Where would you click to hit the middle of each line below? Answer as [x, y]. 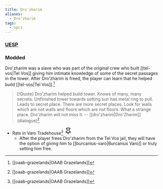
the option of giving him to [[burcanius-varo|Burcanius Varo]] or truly [88, 143]
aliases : [14, 14]
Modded [15, 57]
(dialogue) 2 [28, 120]
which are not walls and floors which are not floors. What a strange [84, 109]
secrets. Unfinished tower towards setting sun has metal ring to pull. [85, 99]
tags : [10, 23]
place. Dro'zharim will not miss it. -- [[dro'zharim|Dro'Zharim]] [79, 114]
